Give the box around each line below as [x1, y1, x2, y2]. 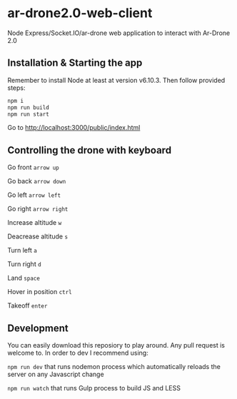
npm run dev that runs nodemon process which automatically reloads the [7, 363, 221, 370]
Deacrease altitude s [7, 232, 69, 241]
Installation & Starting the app [7, 57, 143, 69]
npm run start [7, 111, 50, 118]
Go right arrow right [7, 205, 69, 213]
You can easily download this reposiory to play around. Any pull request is [7, 341, 225, 349]
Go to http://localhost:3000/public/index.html [7, 123, 141, 132]
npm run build [7, 103, 50, 111]
